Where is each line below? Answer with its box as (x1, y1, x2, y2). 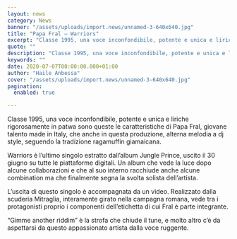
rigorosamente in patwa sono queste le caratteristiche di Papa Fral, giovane (7, 122, 227, 131)
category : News (7, 17, 52, 24)
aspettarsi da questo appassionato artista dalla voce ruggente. (7, 223, 189, 232)
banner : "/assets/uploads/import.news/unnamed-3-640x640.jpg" (7, 23, 194, 30)
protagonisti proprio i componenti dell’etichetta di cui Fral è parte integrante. (7, 202, 229, 211)
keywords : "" (7, 57, 46, 64)
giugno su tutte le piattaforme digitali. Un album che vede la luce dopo (7, 158, 212, 167)
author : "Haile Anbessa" (7, 69, 80, 76)
